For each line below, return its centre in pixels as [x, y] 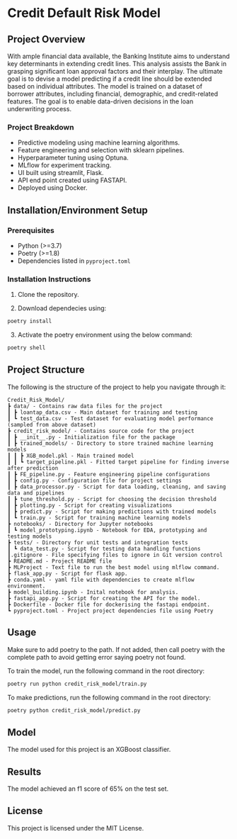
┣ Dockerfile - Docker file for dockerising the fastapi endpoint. [109, 604]
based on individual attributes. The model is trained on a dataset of [105, 86]
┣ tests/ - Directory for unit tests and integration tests [98, 542]
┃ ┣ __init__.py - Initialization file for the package [91, 437]
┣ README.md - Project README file [60, 561]
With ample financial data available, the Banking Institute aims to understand [118, 56]
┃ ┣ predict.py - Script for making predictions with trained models [112, 512]
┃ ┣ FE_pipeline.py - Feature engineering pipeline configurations [109, 474]
